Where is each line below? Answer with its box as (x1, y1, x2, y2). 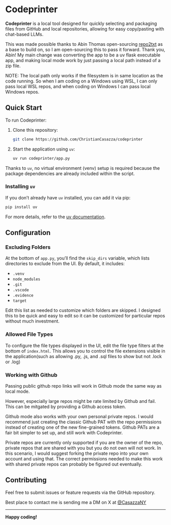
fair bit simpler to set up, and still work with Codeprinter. (5, 429, 123, 435)
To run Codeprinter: (5, 117, 47, 123)
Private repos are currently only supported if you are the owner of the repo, (5, 439, 163, 446)
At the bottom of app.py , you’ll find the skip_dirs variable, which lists (5, 255, 150, 261)
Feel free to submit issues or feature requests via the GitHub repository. (5, 489, 156, 495)
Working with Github (5, 371, 58, 378)
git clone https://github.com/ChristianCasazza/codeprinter (12, 136, 143, 142)
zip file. (5, 63, 21, 69)
